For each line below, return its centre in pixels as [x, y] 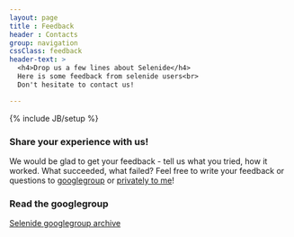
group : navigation [44, 43]
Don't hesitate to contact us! [76, 85]
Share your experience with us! [79, 141]
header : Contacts [44, 34]
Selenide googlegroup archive [65, 223]
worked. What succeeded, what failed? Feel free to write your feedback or [147, 170]
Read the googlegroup [59, 204]
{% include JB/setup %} [54, 118]
